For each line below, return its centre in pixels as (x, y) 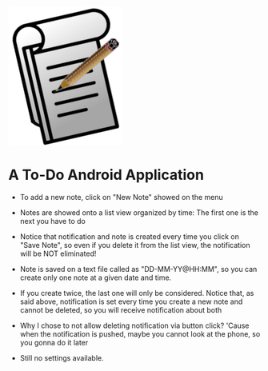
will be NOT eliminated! (58, 253)
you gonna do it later (54, 342)
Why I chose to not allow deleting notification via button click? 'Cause (134, 325)
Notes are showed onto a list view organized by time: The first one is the (139, 212)
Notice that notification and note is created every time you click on (130, 236)
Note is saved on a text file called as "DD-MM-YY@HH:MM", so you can (138, 269)
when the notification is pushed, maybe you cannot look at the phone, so (140, 333)
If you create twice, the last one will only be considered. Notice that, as (137, 293)
